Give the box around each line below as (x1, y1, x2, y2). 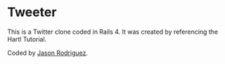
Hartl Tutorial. (7, 34, 47, 43)
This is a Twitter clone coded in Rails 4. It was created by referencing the (7, 27, 219, 36)
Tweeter (7, 4, 57, 20)
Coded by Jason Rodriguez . (7, 49, 88, 57)
